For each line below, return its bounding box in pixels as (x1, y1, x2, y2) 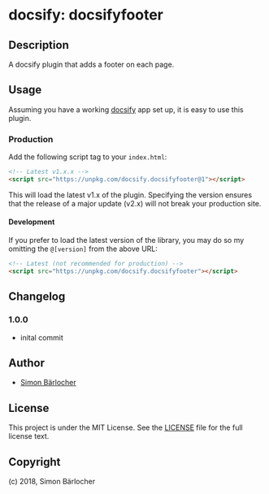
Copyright (8, 455, 61, 469)
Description (8, 38, 69, 52)
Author (8, 356, 45, 370)
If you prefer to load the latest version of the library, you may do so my (8, 236, 245, 245)
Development (8, 217, 55, 227)
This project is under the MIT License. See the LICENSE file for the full (8, 422, 243, 432)
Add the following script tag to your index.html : (8, 152, 167, 162)
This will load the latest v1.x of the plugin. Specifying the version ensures (8, 189, 253, 200)
